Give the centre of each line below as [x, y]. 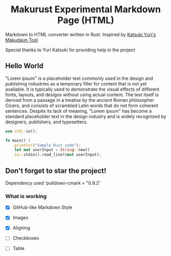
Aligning [21, 228]
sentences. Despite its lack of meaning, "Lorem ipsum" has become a [79, 111]
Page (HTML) [86, 20]
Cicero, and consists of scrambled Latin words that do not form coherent [82, 105]
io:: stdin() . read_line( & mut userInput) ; [58, 155]
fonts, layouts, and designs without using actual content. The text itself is [82, 94]
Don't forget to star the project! [56, 171]
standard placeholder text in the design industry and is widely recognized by [86, 116]
